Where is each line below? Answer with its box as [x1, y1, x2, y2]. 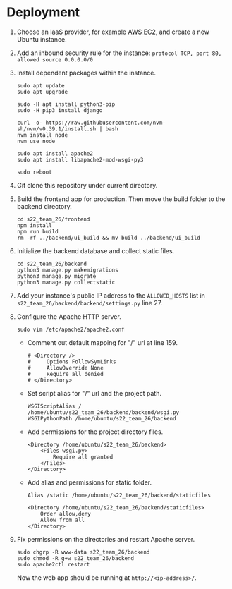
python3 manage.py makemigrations [16, 266, 118, 274]
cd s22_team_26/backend [16, 260, 87, 267]
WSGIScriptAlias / [27, 403, 82, 410]
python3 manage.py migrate [16, 272, 97, 279]
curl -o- [16, 119, 43, 126]
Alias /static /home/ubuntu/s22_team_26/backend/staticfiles [27, 492, 211, 499]
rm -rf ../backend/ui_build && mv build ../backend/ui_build [16, 234, 201, 241]
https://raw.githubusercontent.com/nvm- [45, 119, 166, 126]
